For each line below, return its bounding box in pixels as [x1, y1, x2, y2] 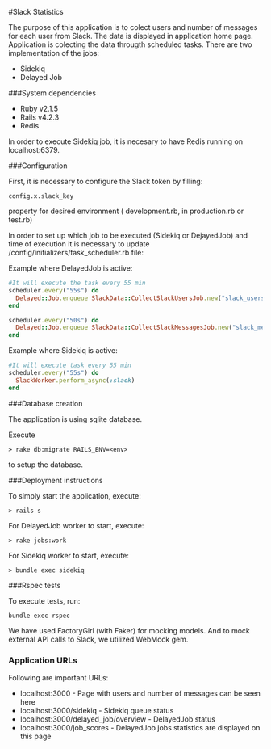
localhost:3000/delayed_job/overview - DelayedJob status [19, 714, 216, 724]
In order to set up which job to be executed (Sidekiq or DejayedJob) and [8, 230, 248, 240]
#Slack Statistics [8, 7, 64, 16]
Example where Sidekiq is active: [8, 346, 119, 356]
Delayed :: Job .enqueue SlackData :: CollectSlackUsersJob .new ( [15, 294, 222, 302]
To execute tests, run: [8, 595, 81, 605]
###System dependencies [8, 88, 97, 98]
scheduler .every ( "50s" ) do [8, 316, 99, 324]
